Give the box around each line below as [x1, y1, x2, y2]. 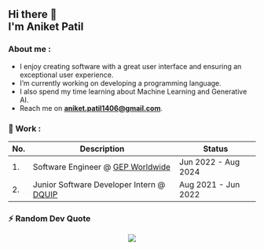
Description [79, 143, 125, 154]
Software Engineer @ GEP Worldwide [32, 161, 171, 172]
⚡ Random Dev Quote [8, 213, 91, 224]
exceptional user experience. [19, 70, 114, 79]
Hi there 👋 [8, 8, 57, 21]
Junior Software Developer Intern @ [32, 178, 166, 189]
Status [203, 143, 229, 154]
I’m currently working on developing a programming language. [19, 78, 222, 87]
